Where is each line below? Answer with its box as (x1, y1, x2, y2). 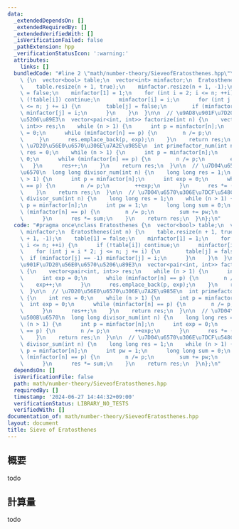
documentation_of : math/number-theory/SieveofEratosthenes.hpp (7, 413, 199, 420)
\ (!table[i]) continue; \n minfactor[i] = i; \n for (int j (20, 97, 231, 104)
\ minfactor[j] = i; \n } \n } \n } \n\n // (20, 109, 174, 116)
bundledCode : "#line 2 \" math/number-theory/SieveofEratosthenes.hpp (14, 70, 224, 77)
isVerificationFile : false (14, 373, 94, 381)
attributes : (14, 57, 50, 64)
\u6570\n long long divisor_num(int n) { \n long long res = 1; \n (20, 168, 231, 176)
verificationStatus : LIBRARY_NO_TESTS (14, 400, 129, 407)
